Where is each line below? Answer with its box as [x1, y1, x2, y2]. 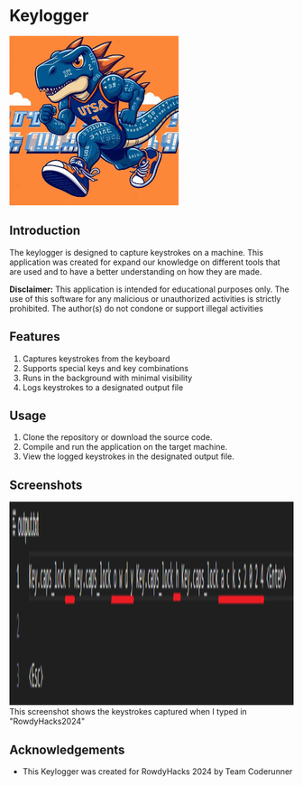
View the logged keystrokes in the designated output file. [22, 451, 234, 462]
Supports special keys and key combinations [22, 362, 189, 373]
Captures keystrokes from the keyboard [22, 353, 170, 364]
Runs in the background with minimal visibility [22, 372, 193, 383]
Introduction [9, 223, 81, 239]
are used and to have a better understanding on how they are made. [9, 266, 262, 276]
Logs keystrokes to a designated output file [22, 381, 184, 393]
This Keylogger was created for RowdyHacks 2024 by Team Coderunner [22, 766, 293, 777]
